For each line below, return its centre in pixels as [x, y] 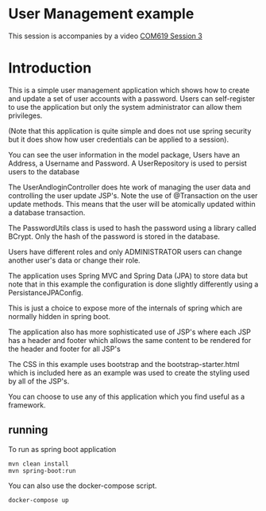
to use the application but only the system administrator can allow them [125, 107]
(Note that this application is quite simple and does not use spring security [130, 131]
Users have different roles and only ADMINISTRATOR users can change [125, 252]
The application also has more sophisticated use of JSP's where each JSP [130, 332]
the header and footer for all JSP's [64, 349]
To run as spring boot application [62, 449]
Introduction [50, 68]
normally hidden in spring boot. [60, 316]
